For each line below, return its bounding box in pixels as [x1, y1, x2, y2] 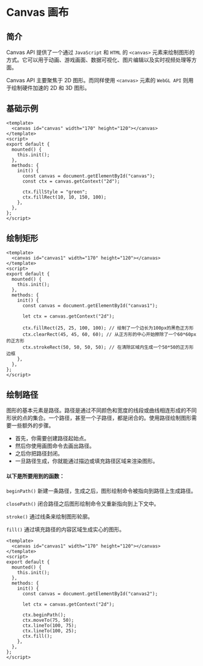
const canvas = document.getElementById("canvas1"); [22, 302, 158, 309]
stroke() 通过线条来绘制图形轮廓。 [6, 512, 94, 520]
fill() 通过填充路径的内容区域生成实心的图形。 [6, 526, 125, 533]
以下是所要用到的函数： [6, 472, 65, 480]
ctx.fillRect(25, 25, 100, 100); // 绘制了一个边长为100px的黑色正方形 [22, 325, 194, 331]
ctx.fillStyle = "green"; [22, 189, 88, 195]
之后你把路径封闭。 [14, 450, 63, 457]
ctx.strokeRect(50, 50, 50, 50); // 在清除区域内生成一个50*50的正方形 [22, 344, 194, 350]
